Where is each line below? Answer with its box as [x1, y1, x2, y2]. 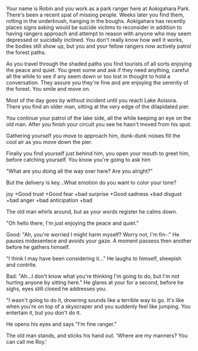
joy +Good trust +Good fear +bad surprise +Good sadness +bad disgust [6, 191, 182, 197]
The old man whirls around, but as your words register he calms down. [6, 208, 178, 215]
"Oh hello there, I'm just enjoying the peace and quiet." [6, 219, 139, 227]
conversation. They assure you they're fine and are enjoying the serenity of [6, 79, 189, 86]
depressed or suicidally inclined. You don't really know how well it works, [6, 37, 184, 43]
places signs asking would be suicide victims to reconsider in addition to [6, 24, 182, 31]
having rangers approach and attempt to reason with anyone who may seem [6, 30, 192, 37]
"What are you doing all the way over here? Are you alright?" [6, 168, 153, 175]
